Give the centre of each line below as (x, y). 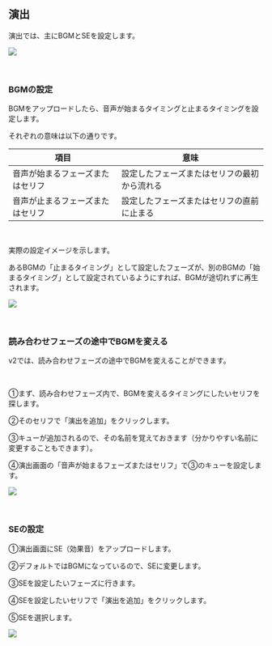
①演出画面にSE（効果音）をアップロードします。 (92, 548)
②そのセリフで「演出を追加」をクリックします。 (91, 421)
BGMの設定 (31, 89)
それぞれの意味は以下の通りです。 (65, 136)
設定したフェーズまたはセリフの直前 (190, 201)
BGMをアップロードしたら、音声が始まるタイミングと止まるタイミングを (130, 108)
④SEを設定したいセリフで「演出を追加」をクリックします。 (110, 600)
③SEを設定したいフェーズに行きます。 (74, 583)
